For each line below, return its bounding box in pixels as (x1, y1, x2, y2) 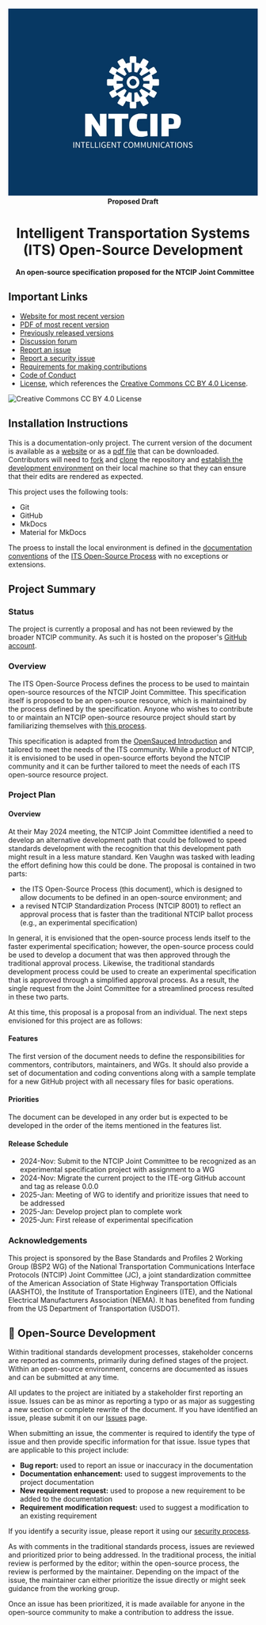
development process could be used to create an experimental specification (8, 966, 257, 976)
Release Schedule (8, 1139, 69, 1149)
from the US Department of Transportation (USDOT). (8, 1304, 180, 1313)
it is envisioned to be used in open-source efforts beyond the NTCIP (8, 753, 231, 762)
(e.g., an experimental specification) (19, 917, 138, 927)
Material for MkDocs (19, 527, 87, 537)
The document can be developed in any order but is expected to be (8, 1112, 228, 1122)
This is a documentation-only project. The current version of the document (8, 438, 253, 447)
